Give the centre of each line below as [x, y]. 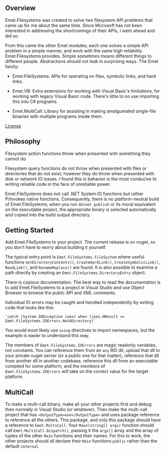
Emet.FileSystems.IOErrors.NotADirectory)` [51, 321]
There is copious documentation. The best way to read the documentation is [83, 282]
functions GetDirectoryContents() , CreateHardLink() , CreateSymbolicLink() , [83, 262]
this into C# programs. [35, 101]
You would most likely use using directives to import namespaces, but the [80, 330]
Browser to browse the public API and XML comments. [61, 293]
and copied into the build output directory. [48, 214]
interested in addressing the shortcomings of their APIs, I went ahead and [80, 30]
